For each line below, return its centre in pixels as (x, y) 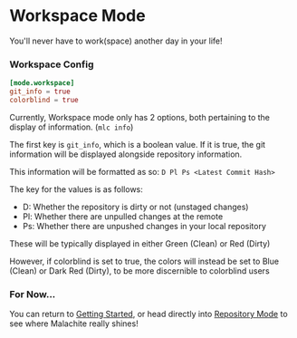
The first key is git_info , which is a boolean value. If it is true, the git (137, 144)
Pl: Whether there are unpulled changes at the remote (123, 216)
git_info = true (40, 92)
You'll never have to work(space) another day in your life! (116, 41)
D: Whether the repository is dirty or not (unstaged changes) (135, 207)
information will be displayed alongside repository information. (126, 154)
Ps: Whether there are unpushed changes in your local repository (144, 226)
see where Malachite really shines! (74, 324)
